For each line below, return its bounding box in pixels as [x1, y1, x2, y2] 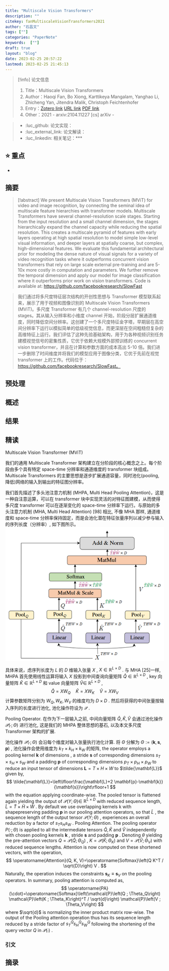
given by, [5, 771, 24, 777]
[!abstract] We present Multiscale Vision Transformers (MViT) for [17, 197, 153, 203]
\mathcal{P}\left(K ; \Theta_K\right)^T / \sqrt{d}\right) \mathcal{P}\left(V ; [9, 896, 161, 902]
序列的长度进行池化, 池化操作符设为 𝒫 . [9, 705, 90, 711]
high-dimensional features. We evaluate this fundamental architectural [17, 245, 164, 251]
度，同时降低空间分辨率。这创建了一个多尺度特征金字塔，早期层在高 [17, 319, 159, 325]
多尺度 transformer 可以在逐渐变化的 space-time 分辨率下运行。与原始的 [5, 502, 156, 508]
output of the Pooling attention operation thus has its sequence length [5, 914, 151, 920]
